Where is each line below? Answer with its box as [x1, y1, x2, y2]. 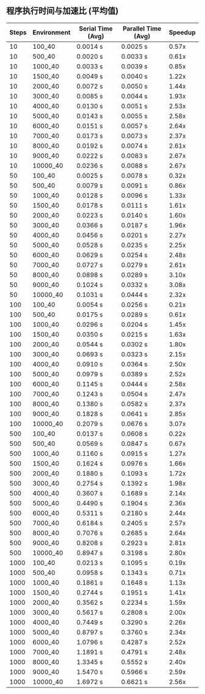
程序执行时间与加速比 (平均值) [6, 5, 119, 16]
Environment [32, 28, 71, 37]
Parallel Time [123, 24, 162, 32]
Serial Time [79, 24, 113, 32]
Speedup [168, 28, 196, 37]
